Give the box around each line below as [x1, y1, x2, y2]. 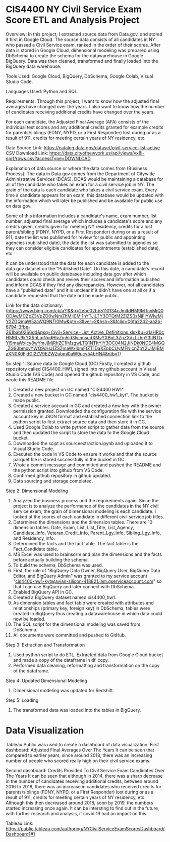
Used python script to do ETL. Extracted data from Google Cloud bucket [13, 652, 163, 658]
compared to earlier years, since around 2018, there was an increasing [6, 752, 153, 758]
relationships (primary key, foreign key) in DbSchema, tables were [13, 605, 150, 611]
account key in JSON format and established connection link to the [13, 413, 152, 419]
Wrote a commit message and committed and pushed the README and [13, 462, 161, 468]
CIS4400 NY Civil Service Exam [6, 4, 142, 15]
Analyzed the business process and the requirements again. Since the [13, 497, 159, 503]
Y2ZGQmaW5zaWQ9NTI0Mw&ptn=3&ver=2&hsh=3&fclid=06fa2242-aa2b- [6, 318, 163, 325]
